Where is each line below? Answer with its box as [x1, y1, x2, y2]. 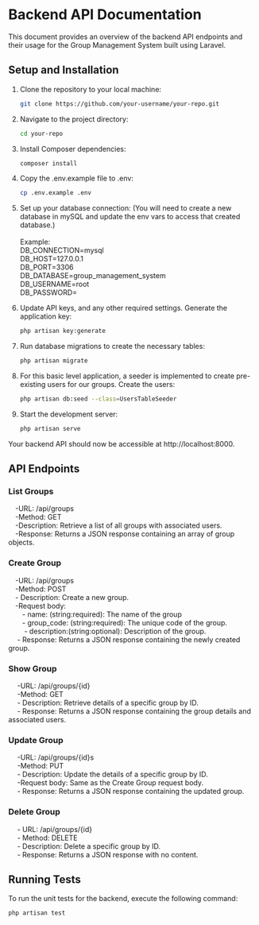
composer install [19, 159, 78, 168]
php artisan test [8, 909, 66, 917]
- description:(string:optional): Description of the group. [23, 626, 207, 636]
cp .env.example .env [19, 189, 91, 197]
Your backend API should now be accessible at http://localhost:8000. [8, 439, 235, 448]
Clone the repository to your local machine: [19, 84, 161, 94]
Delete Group [8, 807, 61, 818]
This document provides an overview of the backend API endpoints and [8, 32, 243, 41]
